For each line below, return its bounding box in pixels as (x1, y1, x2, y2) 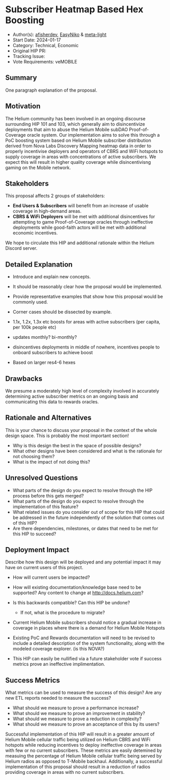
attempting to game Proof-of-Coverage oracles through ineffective (12, 219, 153, 225)
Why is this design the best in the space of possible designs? (12, 442, 141, 448)
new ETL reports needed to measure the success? (5, 695, 111, 701)
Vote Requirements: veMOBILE (12, 58, 78, 64)
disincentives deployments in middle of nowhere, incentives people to (12, 344, 160, 350)
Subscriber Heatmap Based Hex (5, 4, 144, 15)
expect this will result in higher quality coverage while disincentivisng (5, 159, 151, 165)
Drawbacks (5, 374, 42, 383)
